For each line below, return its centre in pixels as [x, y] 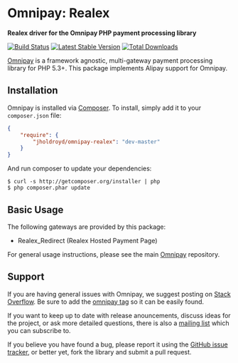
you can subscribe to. [39, 330]
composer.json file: [34, 115]
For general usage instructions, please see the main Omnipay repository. [114, 254]
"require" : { [39, 135]
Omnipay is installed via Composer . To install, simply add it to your [104, 108]
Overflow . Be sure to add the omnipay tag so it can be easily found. [106, 302]
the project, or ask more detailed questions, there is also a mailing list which [118, 323]
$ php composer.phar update [49, 188]
